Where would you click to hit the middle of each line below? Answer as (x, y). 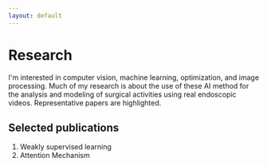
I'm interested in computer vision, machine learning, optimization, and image (134, 77)
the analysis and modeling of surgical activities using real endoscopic (122, 94)
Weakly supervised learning (65, 147)
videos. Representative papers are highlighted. (85, 103)
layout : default (35, 16)
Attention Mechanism (55, 156)
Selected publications (64, 127)
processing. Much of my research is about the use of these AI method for (129, 85)
